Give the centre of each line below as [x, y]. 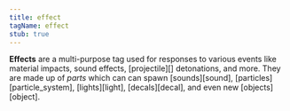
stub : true [29, 34]
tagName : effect [39, 26]
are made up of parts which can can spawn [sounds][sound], [121, 78]
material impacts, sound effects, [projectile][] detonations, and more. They [145, 68]
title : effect [35, 17]
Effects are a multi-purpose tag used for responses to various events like [143, 59]
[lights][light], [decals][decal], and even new [158, 87]
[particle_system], [42, 87]
